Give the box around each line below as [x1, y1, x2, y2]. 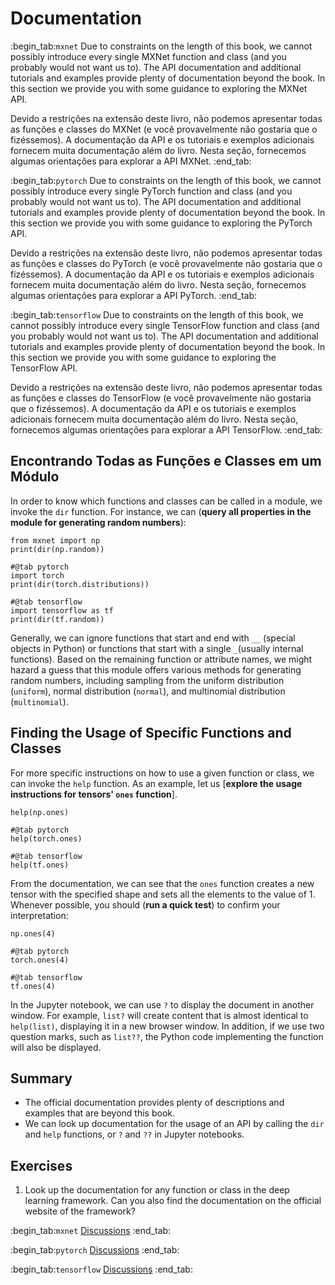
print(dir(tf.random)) [10, 614, 105, 624]
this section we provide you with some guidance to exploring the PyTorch [10, 217, 313, 229]
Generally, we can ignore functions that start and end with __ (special [10, 632, 296, 644]
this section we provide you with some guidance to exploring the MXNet [10, 82, 308, 94]
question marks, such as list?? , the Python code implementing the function [10, 1030, 324, 1042]
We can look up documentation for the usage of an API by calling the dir [24, 1118, 325, 1130]
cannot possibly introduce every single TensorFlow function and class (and [10, 319, 320, 331]
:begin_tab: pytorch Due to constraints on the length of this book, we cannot [10, 174, 322, 186]
